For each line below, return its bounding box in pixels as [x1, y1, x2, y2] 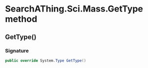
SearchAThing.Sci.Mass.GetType [5, 3, 143, 14]
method [5, 14, 38, 25]
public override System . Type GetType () [5, 58, 86, 63]
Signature [5, 47, 29, 54]
